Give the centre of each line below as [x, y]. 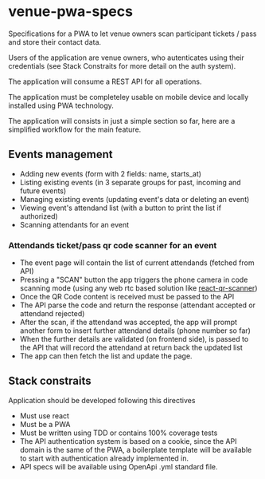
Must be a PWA [45, 424]
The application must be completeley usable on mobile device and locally [129, 97]
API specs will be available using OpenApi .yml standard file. [119, 466]
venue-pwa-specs [71, 12]
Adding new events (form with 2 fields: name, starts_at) [110, 173]
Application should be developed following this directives [102, 400]
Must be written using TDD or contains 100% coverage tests [119, 433]
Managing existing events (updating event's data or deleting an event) [134, 199]
